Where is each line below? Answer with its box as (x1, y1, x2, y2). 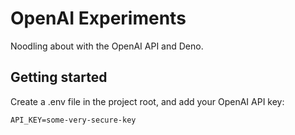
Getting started (10, 69, 108, 86)
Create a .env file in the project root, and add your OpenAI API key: (10, 95, 285, 107)
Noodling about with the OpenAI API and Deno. (10, 40, 204, 52)
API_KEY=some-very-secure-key (10, 115, 137, 125)
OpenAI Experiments (10, 7, 187, 30)
